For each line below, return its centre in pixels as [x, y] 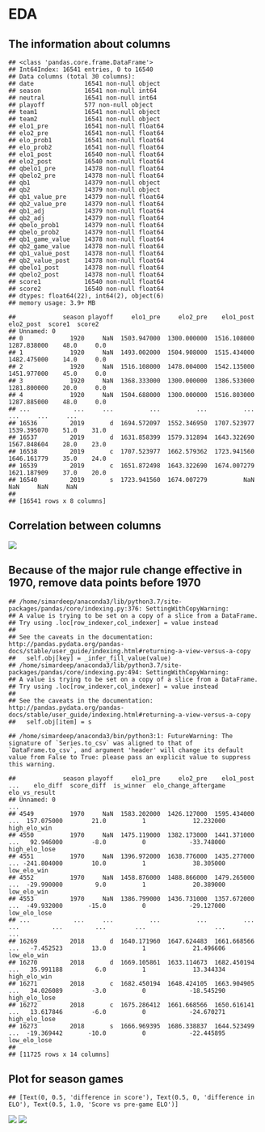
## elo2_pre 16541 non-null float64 [86, 133]
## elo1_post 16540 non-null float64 [86, 154]
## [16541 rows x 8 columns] [57, 501]
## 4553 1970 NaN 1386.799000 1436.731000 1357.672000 [131, 898]
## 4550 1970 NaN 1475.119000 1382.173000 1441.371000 [131, 835]
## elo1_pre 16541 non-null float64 [86, 126]
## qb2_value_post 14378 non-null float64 [86, 260]
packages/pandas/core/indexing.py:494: [76, 672]
